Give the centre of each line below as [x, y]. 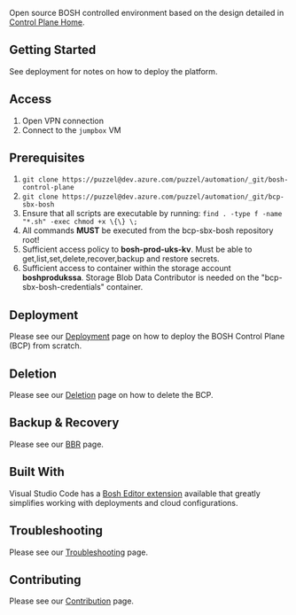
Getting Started [53, 50]
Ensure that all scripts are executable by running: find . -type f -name [152, 214]
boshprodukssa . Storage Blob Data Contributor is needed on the [140, 277]
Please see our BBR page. [57, 444]
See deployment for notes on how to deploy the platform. [113, 71]
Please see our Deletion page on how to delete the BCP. [112, 395]
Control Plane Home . [47, 22]
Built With [37, 472]
